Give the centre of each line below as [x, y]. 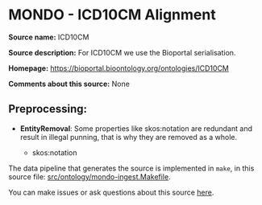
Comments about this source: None [69, 84]
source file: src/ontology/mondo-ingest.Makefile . [89, 176]
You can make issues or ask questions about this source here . [111, 192]
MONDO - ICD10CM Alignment [112, 15]
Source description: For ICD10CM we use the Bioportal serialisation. [122, 52]
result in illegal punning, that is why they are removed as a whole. [129, 137]
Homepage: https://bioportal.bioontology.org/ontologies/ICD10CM [119, 68]
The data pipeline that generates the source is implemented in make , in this [131, 168]
